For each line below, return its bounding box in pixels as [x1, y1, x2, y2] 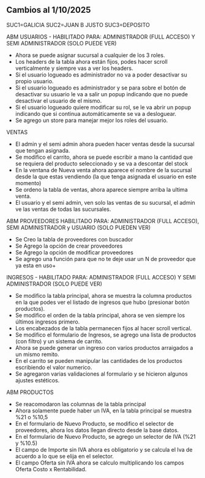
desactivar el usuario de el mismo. [15, 97, 102, 104]
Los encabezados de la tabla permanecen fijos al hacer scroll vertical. [15, 324, 192, 332]
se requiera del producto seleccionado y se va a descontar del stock [15, 159, 188, 167]
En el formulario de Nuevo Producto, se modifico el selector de [15, 420, 174, 427]
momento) [15, 179, 42, 186]
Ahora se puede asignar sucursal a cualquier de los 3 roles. [15, 51, 165, 59]
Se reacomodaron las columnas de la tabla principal [15, 400, 146, 408]
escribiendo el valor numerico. [15, 363, 92, 371]
